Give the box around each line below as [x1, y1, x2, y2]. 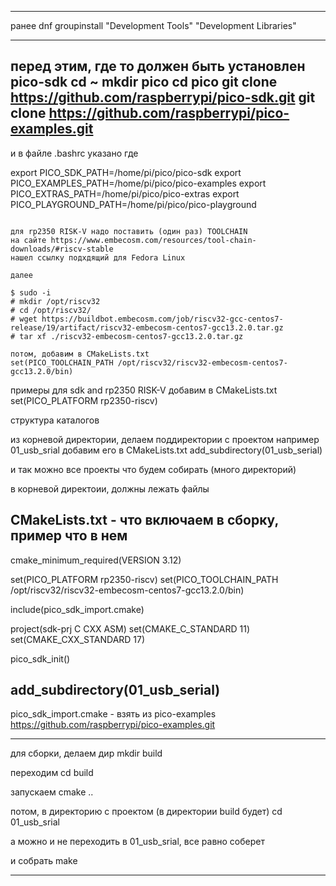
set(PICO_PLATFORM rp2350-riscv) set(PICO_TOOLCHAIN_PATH [10, 573, 279, 585]
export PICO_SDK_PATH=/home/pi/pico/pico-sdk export [10, 166, 242, 178]
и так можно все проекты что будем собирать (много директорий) [10, 463, 297, 475]
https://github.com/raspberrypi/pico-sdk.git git [10, 89, 316, 106]
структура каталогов [10, 414, 100, 426]
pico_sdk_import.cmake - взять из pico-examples [10, 708, 217, 720]
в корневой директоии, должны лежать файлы [10, 482, 210, 495]
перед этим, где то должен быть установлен [10, 58, 306, 75]
